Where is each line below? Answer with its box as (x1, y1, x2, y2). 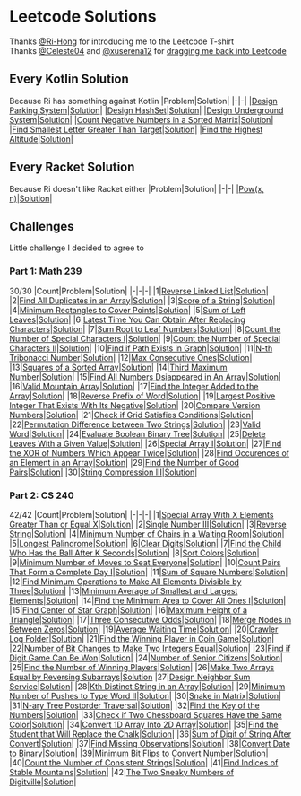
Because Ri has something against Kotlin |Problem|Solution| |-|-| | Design (9, 95, 278, 106)
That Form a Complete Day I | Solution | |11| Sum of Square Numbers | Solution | (9, 566, 288, 577)
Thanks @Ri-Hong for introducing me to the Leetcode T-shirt (9, 36, 235, 47)
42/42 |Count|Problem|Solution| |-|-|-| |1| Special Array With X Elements (9, 509, 274, 520)
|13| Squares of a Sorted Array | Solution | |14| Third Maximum (9, 362, 228, 372)
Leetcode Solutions (9, 6, 157, 27)
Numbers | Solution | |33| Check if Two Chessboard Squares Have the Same (9, 709, 282, 720)
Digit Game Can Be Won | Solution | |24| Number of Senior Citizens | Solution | (9, 652, 284, 663)
